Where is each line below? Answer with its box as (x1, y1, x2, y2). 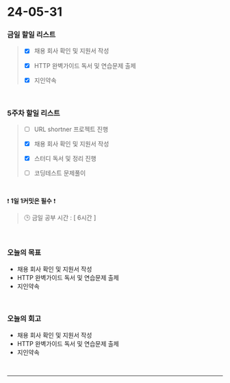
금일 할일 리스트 (7, 30, 56, 40)
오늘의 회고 (7, 314, 42, 323)
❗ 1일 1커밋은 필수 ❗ (7, 197, 56, 205)
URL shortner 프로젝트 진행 (34, 125, 108, 133)
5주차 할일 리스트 (7, 108, 60, 117)
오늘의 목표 (7, 248, 42, 257)
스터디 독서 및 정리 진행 (34, 154, 97, 163)
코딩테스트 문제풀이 (34, 169, 86, 177)
